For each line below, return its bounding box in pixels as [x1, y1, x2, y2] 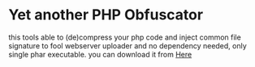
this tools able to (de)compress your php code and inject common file [8, 32, 241, 42]
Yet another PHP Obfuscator [8, 6, 204, 24]
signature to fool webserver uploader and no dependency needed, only [8, 40, 248, 50]
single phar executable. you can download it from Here [8, 49, 192, 59]
